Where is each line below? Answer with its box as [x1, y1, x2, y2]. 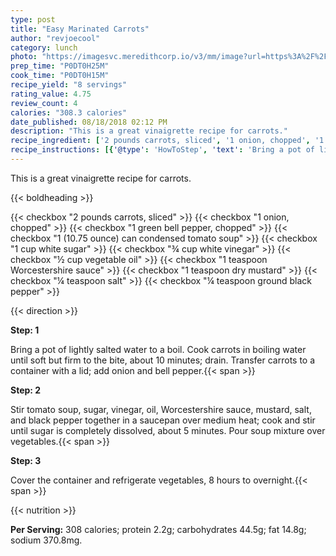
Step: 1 [10, 324, 40, 336]
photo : [10, 52, 38, 62]
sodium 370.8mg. [10, 534, 83, 546]
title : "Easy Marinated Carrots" [10, 24, 150, 34]
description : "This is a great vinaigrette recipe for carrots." [10, 126, 288, 136]
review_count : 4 [10, 98, 78, 108]
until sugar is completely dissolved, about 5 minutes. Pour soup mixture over [10, 424, 326, 436]
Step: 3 [10, 454, 42, 466]
